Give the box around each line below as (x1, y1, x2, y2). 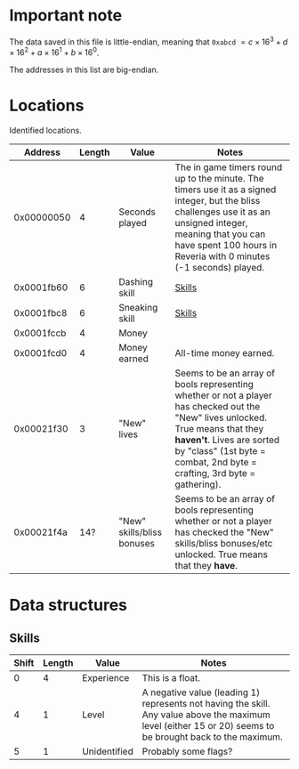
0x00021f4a (13, 526, 69, 538)
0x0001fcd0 (13, 347, 68, 360)
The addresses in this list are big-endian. (9, 64, 159, 76)
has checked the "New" (174, 526, 274, 538)
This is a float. (141, 672, 201, 684)
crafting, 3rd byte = (174, 467, 256, 480)
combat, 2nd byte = (174, 456, 257, 468)
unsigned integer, (174, 217, 248, 230)
